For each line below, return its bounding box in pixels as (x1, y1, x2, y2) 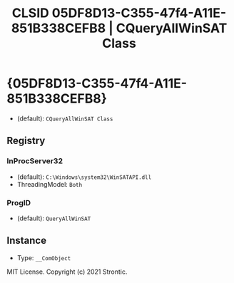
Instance (6, 235, 47, 247)
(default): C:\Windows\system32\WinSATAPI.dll (16, 173, 152, 181)
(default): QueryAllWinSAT (16, 214, 91, 222)
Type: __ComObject (16, 253, 71, 262)
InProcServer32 (6, 156, 63, 166)
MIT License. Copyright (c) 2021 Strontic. (6, 267, 128, 276)
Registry (6, 135, 46, 147)
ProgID (6, 197, 31, 207)
